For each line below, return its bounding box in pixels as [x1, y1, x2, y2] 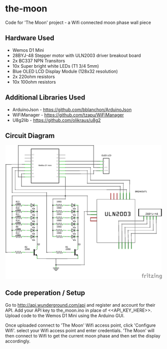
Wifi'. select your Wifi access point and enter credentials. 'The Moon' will [5, 327, 155, 334]
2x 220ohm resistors [12, 73, 55, 80]
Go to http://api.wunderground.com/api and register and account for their [5, 302, 156, 308]
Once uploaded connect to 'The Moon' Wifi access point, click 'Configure [5, 322, 156, 328]
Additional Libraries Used [5, 93, 85, 102]
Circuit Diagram [5, 131, 55, 140]
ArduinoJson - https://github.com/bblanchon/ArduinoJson [12, 107, 132, 113]
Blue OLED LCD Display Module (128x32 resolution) [12, 68, 118, 74]
